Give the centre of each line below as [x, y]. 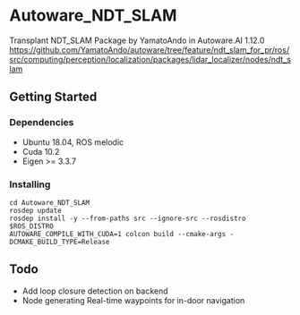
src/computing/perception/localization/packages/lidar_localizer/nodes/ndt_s [150, 59]
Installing [30, 184]
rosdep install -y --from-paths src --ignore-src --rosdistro [128, 218]
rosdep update [36, 210]
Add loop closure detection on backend [95, 291]
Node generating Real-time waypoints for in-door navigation [133, 300]
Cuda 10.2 [41, 151]
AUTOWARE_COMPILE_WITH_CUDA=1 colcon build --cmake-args [118, 234]
